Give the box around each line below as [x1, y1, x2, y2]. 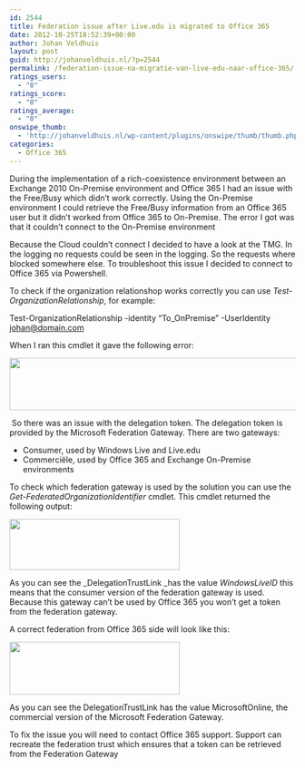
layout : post [9, 47, 59, 56]
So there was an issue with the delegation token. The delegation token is [11, 417, 283, 428]
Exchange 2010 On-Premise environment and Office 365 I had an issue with [9, 182, 293, 193]
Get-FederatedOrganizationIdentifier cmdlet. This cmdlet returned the [9, 491, 271, 501]
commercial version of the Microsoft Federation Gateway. [9, 711, 224, 722]
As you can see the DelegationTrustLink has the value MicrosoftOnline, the [9, 702, 289, 713]
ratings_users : [9, 73, 67, 82]
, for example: [103, 295, 156, 306]
